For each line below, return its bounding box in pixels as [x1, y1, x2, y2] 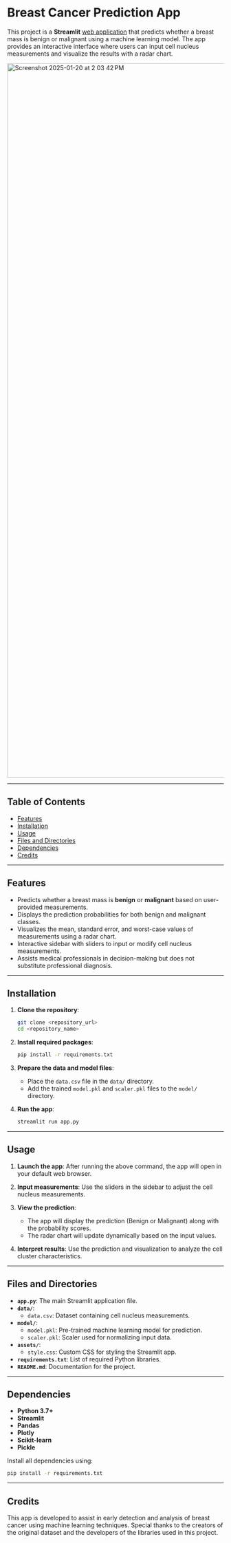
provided [16, 903, 43, 911]
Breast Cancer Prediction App [7, 5, 181, 21]
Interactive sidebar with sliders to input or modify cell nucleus [16, 939, 192, 948]
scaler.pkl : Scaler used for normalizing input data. [27, 1333, 172, 1342]
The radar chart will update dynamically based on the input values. [27, 1231, 217, 1239]
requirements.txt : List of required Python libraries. [16, 1355, 162, 1363]
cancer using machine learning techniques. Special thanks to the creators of [7, 1521, 223, 1529]
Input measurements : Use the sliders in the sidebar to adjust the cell [16, 1183, 213, 1191]
